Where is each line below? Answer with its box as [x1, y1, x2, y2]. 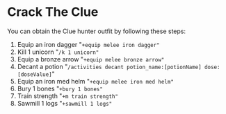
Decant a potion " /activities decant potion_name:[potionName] [17, 62, 202, 70]
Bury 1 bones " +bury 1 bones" [17, 84, 103, 93]
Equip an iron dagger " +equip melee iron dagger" [17, 40, 160, 48]
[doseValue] [17, 70, 52, 78]
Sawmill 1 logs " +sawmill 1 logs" [17, 99, 113, 107]
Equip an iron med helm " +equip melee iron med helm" [17, 77, 174, 85]
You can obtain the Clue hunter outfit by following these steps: [7, 27, 186, 35]
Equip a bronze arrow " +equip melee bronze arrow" [17, 55, 165, 63]
